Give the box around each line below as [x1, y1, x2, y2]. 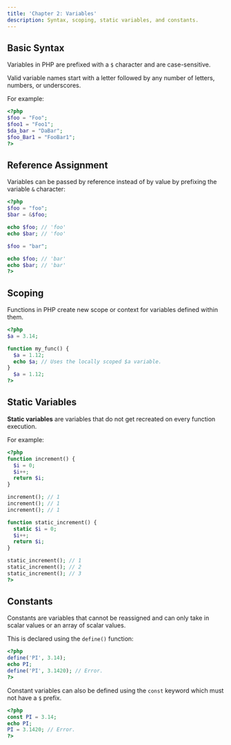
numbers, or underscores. [7, 81, 81, 90]
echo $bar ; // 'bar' [7, 261, 67, 268]
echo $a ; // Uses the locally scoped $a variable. [13, 358, 162, 365]
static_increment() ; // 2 [7, 564, 81, 571]
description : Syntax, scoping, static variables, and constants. [7, 17, 199, 24]
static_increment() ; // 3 [7, 570, 81, 577]
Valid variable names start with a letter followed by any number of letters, [7, 74, 215, 82]
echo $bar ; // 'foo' [7, 230, 67, 237]
